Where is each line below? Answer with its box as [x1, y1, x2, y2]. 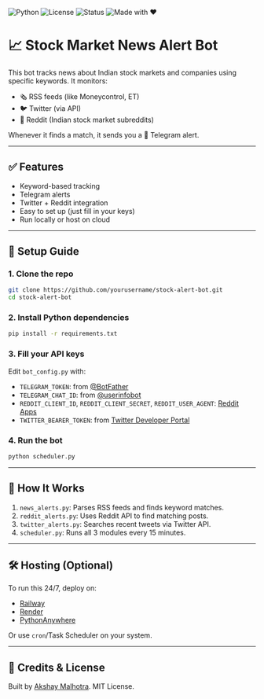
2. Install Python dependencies [8, 312, 130, 323]
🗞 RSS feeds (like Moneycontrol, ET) [19, 91, 140, 101]
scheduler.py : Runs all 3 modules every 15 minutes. [19, 528, 186, 537]
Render [19, 607, 44, 616]
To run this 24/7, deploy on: [8, 583, 97, 593]
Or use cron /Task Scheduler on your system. [8, 631, 152, 640]
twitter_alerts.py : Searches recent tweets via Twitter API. [19, 519, 211, 528]
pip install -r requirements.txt [8, 330, 118, 338]
